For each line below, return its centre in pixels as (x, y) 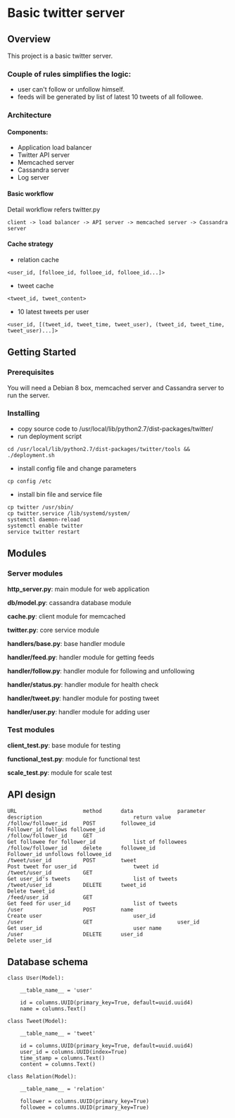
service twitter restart (44, 532)
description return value (89, 817)
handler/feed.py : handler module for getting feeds (81, 657)
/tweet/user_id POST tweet (72, 860)
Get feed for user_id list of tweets (93, 903)
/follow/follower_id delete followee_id (82, 848)
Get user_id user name (84, 928)
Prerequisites (31, 373)
